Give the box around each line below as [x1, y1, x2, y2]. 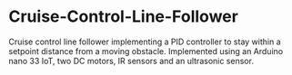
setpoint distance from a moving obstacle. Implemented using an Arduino [8, 45, 284, 56]
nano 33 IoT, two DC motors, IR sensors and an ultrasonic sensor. [8, 55, 254, 66]
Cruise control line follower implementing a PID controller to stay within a [8, 36, 281, 47]
